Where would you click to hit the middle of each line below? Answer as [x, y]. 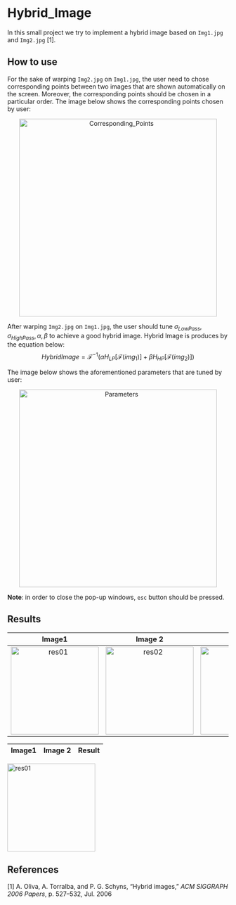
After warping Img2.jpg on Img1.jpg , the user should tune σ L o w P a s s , [105, 327]
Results [24, 619]
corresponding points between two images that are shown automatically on [117, 86]
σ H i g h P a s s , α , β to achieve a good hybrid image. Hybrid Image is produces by [118, 336]
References [33, 869]
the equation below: [36, 345]
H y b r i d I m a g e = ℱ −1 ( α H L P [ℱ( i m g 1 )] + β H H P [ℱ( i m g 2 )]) [118, 357]
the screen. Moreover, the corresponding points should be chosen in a [109, 94]
